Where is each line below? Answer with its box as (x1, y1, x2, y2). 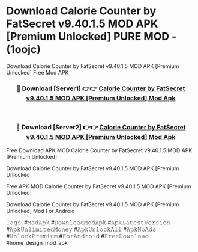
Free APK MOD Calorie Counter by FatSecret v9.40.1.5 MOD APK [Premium (6, 182, 191, 190)
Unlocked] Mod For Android (6, 207, 75, 214)
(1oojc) (6, 43, 41, 57)
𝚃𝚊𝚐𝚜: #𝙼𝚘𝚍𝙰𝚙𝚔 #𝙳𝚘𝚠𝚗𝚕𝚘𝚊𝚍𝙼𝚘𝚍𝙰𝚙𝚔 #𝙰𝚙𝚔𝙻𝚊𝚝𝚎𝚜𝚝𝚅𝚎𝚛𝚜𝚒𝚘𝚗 (6, 218, 171, 226)
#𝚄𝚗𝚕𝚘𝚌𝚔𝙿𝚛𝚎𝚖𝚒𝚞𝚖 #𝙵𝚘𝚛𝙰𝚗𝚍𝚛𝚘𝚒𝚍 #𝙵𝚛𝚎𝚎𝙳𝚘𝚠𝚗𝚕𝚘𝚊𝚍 (6, 232, 149, 239)
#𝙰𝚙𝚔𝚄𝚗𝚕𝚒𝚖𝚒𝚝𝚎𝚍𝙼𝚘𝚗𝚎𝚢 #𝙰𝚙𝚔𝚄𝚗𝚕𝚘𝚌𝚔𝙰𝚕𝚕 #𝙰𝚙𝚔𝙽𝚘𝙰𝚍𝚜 (6, 226, 157, 233)
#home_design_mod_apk (6, 239, 68, 246)
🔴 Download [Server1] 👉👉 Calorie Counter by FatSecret (16, 84, 185, 93)
